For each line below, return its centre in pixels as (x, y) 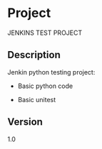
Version (25, 122)
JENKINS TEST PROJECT (45, 33)
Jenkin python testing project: (51, 72)
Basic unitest (37, 99)
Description (34, 55)
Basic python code (45, 86)
